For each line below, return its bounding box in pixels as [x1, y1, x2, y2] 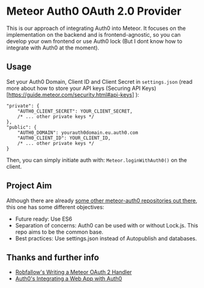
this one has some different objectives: [6, 203, 105, 210]
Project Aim [6, 180, 52, 191]
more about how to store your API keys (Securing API [6, 84, 141, 92]
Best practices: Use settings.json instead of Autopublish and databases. [15, 234, 197, 242]
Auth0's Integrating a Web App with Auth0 [15, 275, 123, 282]
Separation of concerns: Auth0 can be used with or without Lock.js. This [15, 221, 198, 229]
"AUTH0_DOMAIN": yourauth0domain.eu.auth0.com [17, 130, 138, 136]
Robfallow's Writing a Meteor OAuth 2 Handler [15, 268, 132, 276]
